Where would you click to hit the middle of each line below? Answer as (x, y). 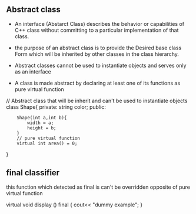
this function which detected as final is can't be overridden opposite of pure (98, 187)
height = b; (42, 128)
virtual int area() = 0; (47, 143)
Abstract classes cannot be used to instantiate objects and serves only (100, 65)
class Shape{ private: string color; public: (56, 107)
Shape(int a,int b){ (42, 118)
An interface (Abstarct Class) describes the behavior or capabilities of (99, 24)
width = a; (41, 123)
